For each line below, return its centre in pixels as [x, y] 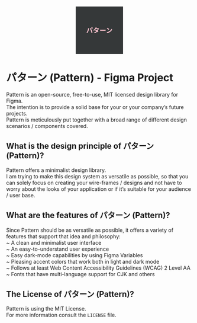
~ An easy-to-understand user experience [58, 249]
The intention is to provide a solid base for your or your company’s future [95, 107]
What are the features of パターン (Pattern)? [88, 215]
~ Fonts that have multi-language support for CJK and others [80, 274]
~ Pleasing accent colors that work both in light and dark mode [83, 261]
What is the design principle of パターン [80, 146]
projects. [17, 113]
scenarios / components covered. [47, 126]
